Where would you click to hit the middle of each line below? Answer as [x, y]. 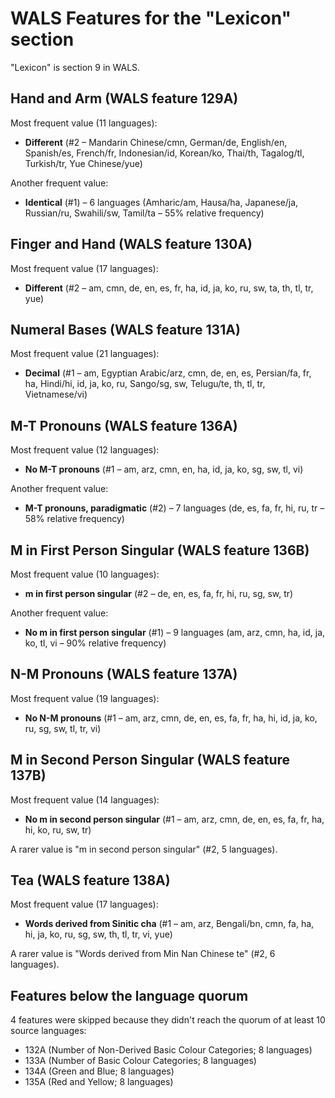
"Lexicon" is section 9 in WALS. [75, 67]
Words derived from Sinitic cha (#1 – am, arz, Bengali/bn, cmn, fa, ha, [169, 924]
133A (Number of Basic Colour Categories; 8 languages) [140, 1061]
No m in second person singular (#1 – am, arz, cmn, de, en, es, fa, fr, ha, [174, 819]
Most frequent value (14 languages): [85, 799]
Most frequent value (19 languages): [85, 698]
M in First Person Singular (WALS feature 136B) [160, 550]
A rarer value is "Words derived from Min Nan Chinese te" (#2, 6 [143, 954]
